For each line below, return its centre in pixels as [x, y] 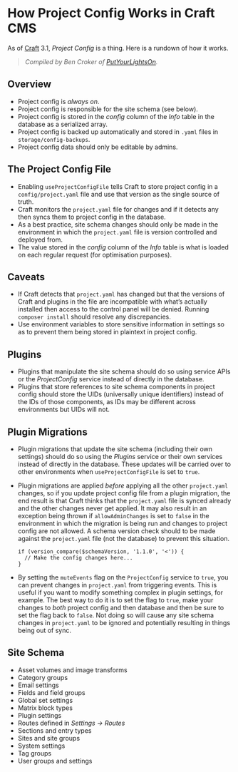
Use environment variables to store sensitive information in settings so [121, 324]
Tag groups [35, 753]
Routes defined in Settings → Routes [71, 723]
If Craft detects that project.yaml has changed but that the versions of [121, 294]
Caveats [26, 277]
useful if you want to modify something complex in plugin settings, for [120, 592]
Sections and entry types [55, 730]
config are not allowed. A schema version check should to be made [117, 531]
